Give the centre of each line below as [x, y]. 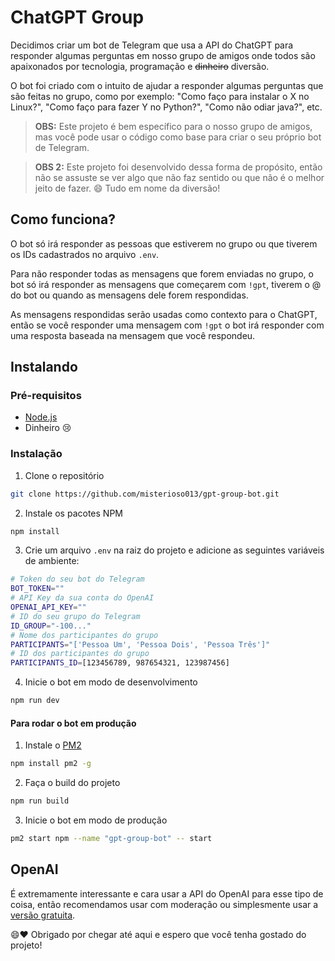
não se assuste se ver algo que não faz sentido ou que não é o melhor [179, 177]
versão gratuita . [43, 915]
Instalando [44, 367]
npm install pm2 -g [51, 764]
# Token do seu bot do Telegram [77, 579]
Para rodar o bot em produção [73, 723]
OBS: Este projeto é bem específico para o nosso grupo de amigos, [173, 126]
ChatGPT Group [77, 17]
